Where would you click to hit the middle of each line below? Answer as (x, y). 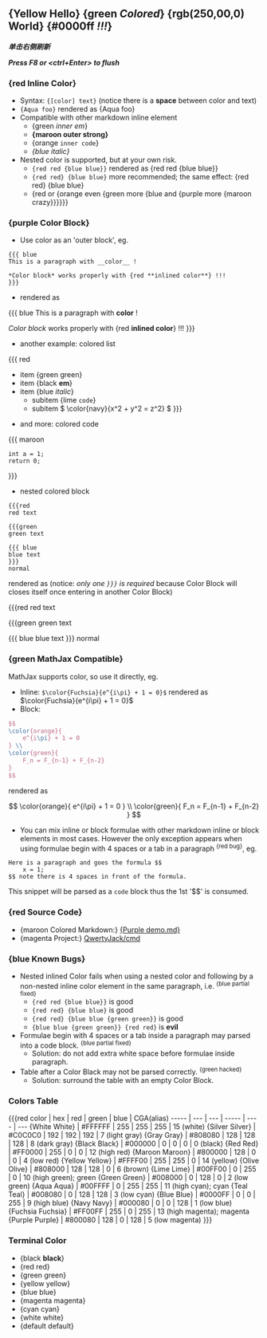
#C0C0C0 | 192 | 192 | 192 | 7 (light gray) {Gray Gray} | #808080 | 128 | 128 (132, 1135)
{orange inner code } (65, 143)
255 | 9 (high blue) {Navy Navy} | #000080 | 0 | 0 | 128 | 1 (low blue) (120, 1203)
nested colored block (55, 491)
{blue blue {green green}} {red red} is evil (105, 1027)
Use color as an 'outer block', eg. (74, 240)
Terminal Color (37, 1241)
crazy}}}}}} (50, 203)
